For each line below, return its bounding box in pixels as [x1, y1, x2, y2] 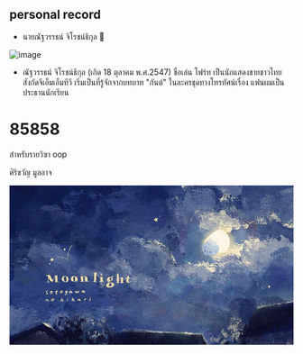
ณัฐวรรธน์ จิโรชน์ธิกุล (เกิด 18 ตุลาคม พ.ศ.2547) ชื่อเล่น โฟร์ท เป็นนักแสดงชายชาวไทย [22, 67, 282, 77]
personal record [9, 7, 101, 23]
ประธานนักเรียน [22, 86, 69, 97]
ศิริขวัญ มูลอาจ [9, 167, 52, 177]
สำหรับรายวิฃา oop [9, 149, 68, 159]
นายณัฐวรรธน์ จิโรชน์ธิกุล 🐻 [22, 31, 106, 41]
